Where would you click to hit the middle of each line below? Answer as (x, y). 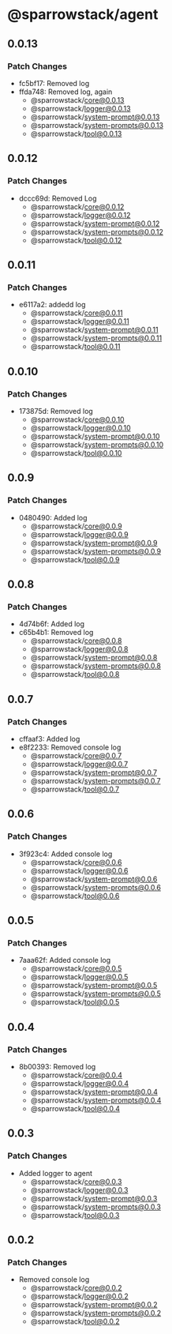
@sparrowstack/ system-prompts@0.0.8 (95, 666)
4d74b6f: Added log (51, 624)
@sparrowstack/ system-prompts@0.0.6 (95, 887)
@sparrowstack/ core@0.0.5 (76, 968)
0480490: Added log (53, 517)
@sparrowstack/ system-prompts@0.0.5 (95, 994)
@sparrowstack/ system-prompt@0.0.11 (94, 330)
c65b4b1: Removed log (56, 633)
